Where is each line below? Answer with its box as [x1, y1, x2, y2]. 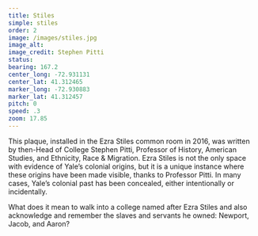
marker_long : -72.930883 [8, 85, 90, 93]
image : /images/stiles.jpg [8, 33, 97, 42]
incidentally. [8, 187, 47, 196]
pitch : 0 [8, 100, 37, 108]
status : [8, 56, 34, 64]
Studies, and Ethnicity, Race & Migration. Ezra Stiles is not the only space [8, 153, 247, 162]
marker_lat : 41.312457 [8, 93, 83, 101]
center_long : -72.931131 [8, 70, 90, 78]
